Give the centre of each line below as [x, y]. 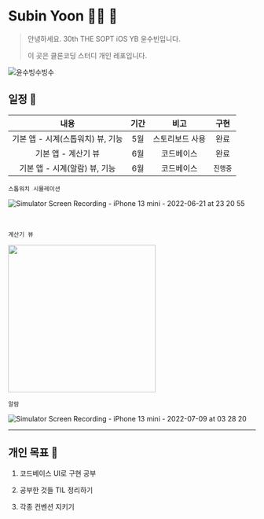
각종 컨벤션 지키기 [47, 506]
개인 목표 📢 [33, 453]
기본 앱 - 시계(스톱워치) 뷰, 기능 [68, 138]
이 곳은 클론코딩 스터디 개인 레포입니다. [87, 55]
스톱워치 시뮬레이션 [34, 189]
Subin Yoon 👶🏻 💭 [63, 16]
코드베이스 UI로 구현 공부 [58, 473]
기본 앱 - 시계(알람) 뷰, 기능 [68, 168]
